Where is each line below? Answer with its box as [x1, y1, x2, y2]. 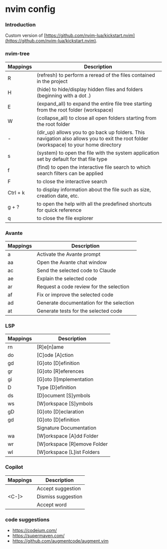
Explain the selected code [36, 275, 97, 282]
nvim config [5, 3, 56, 15]
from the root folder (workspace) [36, 106, 114, 113]
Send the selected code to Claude [36, 267, 116, 274]
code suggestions [5, 516, 50, 523]
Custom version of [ [5, 32, 46, 38]
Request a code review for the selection [36, 283, 130, 290]
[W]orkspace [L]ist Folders [36, 449, 100, 456]
